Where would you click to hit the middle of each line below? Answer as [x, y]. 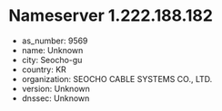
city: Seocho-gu [52, 60]
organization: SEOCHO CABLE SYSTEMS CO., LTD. [117, 79]
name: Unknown [52, 50]
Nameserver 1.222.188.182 [111, 16]
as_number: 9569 [55, 41]
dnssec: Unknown [55, 98]
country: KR [44, 69]
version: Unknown [55, 88]
